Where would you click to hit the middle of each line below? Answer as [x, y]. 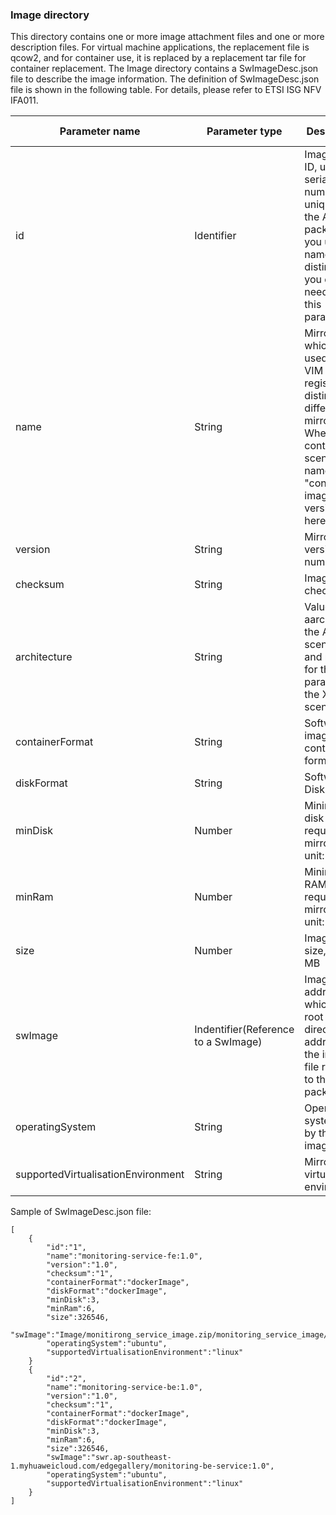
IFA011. [24, 100]
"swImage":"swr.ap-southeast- [109, 1458]
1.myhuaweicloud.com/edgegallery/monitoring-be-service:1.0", [142, 1466]
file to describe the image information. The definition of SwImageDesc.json [165, 79]
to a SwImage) [228, 1042]
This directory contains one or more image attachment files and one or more [167, 37]
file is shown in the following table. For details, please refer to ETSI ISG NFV [166, 90]
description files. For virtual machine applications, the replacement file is [160, 47]
